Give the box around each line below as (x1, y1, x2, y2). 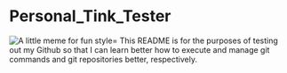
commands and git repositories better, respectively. (9, 54, 198, 64)
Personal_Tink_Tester (9, 6, 171, 26)
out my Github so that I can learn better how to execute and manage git (9, 44, 270, 55)
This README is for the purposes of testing (119, 35, 278, 46)
